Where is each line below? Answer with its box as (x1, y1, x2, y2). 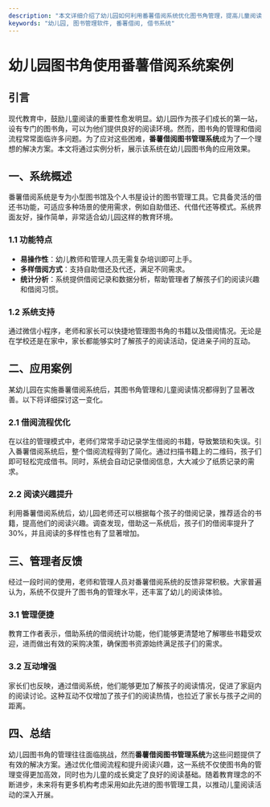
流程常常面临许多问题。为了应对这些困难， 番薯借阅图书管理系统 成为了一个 (8, 133, 255, 143)
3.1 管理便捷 (8, 609, 55, 621)
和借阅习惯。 (19, 284, 63, 294)
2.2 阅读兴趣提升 (8, 488, 74, 499)
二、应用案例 (8, 362, 72, 376)
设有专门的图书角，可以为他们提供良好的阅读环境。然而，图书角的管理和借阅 (8, 124, 262, 133)
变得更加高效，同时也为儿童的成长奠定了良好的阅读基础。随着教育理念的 (14, 769, 255, 779)
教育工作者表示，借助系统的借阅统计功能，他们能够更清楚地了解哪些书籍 (8, 629, 247, 638)
